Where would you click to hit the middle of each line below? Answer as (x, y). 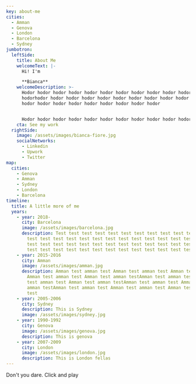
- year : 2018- (34, 217)
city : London (37, 347)
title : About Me (36, 60)
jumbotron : (19, 50)
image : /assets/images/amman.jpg (62, 266)
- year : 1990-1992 (39, 320)
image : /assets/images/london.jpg (64, 353)
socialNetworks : (36, 141)
